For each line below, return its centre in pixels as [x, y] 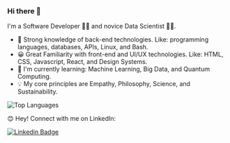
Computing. [34, 76]
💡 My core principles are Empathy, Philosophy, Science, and [103, 84]
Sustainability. [37, 92]
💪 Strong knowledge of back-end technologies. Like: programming [113, 40]
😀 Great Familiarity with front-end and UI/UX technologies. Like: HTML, [120, 54]
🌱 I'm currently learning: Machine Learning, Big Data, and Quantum [114, 69]
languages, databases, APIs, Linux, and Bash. [83, 47]
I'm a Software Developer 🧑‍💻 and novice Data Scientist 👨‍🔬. [92, 26]
